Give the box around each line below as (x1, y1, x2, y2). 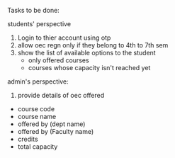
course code (17, 105, 55, 113)
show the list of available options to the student (17, 49, 156, 57)
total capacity (17, 142, 58, 151)
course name (17, 113, 57, 120)
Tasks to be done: (7, 6, 60, 14)
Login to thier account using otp (17, 33, 111, 42)
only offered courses (28, 56, 90, 64)
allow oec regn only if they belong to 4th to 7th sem (17, 41, 169, 49)
